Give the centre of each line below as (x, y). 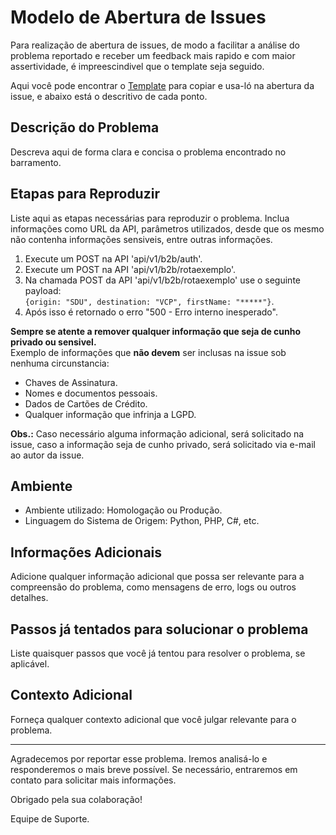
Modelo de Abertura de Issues (138, 17)
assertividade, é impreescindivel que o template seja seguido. (137, 66)
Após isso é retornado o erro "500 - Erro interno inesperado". (151, 312)
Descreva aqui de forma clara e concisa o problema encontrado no (148, 152)
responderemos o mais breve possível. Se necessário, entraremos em (154, 769)
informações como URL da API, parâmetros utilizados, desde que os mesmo (167, 228)
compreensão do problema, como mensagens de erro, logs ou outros (153, 587)
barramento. (36, 162)
